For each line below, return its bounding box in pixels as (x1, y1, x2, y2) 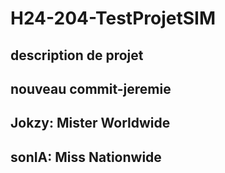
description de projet (10, 47, 144, 64)
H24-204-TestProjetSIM (10, 7, 216, 30)
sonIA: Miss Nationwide (10, 148, 162, 166)
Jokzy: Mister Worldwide (10, 115, 171, 132)
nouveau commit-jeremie (10, 80, 172, 97)
